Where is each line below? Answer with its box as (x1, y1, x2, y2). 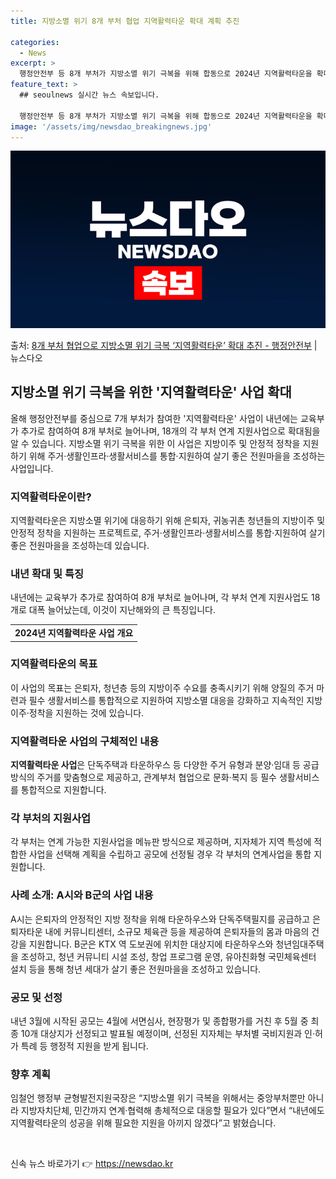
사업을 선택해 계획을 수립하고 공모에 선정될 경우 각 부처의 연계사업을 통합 (28, 848, 312, 860)
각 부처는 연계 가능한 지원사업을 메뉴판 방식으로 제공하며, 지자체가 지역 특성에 (10, 836, 312, 848)
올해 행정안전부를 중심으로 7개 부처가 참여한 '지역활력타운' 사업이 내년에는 (10, 412, 298, 424)
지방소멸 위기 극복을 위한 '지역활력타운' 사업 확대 (10, 384, 292, 401)
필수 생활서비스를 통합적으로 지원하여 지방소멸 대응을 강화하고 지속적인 (28, 694, 305, 706)
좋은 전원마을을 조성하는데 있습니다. (10, 539, 150, 551)
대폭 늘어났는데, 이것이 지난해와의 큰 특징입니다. (28, 604, 216, 616)
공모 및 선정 (10, 990, 63, 1004)
